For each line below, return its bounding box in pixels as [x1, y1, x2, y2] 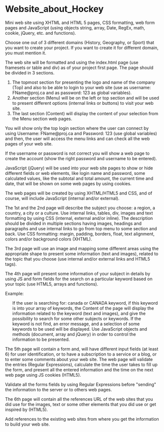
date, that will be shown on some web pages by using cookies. [5, 180, 132, 187]
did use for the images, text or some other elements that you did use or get [5, 401, 157, 407]
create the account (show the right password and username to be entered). [5, 155, 157, 161]
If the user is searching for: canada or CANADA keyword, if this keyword [12, 300, 158, 306]
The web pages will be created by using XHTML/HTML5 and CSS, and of [5, 190, 153, 196]
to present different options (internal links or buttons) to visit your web [12, 100, 154, 106]
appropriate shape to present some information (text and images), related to [5, 251, 159, 257]
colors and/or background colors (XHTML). [5, 236, 92, 242]
